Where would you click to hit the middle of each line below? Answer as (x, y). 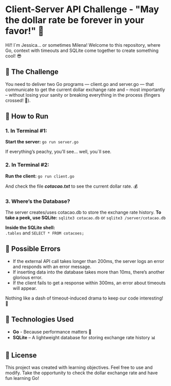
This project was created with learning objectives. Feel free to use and (79, 368)
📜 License (21, 355)
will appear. (25, 288)
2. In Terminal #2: (27, 165)
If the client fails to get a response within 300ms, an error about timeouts (89, 283)
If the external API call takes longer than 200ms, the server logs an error (88, 261)
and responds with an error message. (52, 266)
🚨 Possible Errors (33, 249)
